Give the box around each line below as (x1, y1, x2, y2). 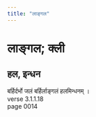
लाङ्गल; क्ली (7, 40, 65, 56)
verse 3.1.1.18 (7, 95, 44, 103)
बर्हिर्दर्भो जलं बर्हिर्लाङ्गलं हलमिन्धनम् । (7, 86, 90, 95)
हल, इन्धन (7, 68, 41, 80)
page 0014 (7, 102, 38, 110)
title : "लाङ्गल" (7, 10, 50, 17)
